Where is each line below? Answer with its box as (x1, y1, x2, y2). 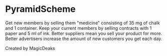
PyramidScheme (5, 3, 76, 15)
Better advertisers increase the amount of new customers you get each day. (5, 36, 162, 42)
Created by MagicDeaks (5, 45, 55, 51)
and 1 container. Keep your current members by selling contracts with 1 (5, 25, 152, 31)
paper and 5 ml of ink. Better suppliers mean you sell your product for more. (5, 30, 162, 36)
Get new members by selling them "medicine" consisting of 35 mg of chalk (5, 20, 160, 26)
